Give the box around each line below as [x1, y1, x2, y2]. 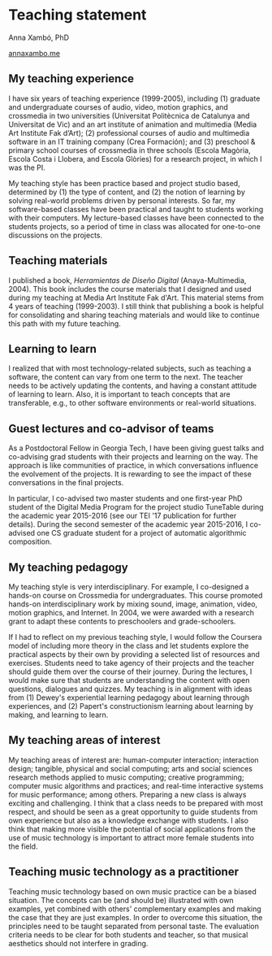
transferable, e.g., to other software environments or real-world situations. [8, 398, 257, 408]
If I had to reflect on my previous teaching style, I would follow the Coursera [8, 632, 262, 641]
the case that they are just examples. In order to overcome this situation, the [8, 912, 263, 922]
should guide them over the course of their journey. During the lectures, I [8, 667, 253, 676]
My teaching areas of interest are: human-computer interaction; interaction [8, 754, 259, 765]
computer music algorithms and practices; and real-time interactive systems [8, 780, 264, 790]
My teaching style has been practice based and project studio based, [8, 178, 241, 188]
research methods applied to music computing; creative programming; [8, 772, 245, 782]
